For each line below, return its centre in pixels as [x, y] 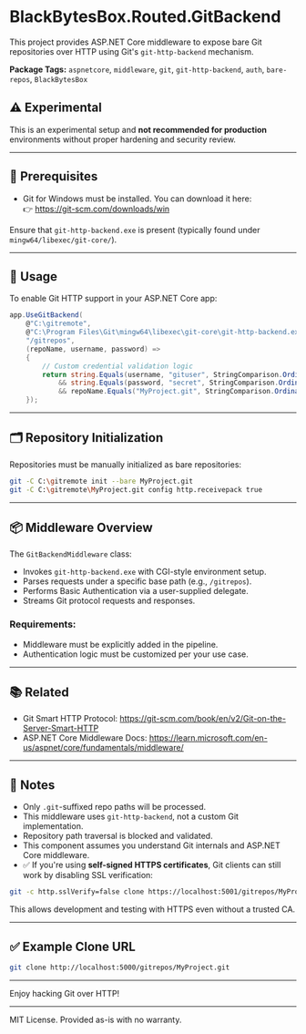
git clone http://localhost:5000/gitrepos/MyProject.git [120, 967]
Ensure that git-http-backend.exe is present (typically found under [135, 230]
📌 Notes [32, 785]
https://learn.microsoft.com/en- [209, 738]
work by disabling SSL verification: [87, 875]
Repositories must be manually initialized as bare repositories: [126, 464]
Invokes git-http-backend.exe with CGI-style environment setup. [144, 572]
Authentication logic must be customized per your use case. [135, 654]
